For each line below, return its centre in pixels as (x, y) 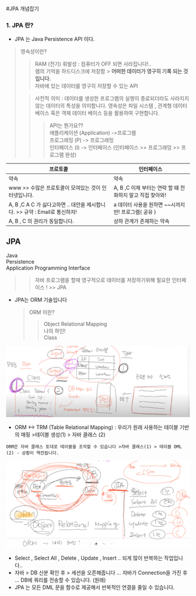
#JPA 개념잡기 (22, 8)
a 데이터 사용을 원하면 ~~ (142, 205)
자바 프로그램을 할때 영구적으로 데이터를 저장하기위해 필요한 (103, 280)
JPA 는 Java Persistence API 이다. (55, 39)
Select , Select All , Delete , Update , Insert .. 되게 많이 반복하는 (89, 558)
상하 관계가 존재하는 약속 (141, 221)
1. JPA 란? (20, 25)
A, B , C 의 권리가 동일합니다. (41, 221)
